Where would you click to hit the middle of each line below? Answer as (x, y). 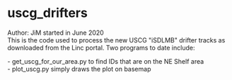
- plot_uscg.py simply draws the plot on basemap (79, 69)
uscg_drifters (48, 13)
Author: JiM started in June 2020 (56, 33)
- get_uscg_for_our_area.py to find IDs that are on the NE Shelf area (106, 61)
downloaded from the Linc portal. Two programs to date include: (101, 47)
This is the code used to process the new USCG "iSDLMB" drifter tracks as (116, 40)
